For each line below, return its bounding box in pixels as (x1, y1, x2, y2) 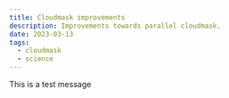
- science (17, 54, 53, 63)
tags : (9, 37, 29, 47)
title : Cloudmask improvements (9, 12, 126, 22)
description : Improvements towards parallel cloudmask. (9, 21, 221, 30)
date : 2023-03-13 (9, 29, 74, 38)
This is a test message (9, 79, 92, 89)
